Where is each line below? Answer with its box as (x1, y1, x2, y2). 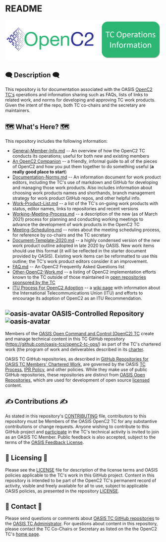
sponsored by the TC (12, 280, 55, 286)
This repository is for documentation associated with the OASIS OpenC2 (5, 86, 153, 92)
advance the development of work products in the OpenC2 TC (12, 222, 140, 228)
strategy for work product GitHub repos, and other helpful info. (12, 195, 141, 201)
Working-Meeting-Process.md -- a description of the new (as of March (12, 211, 158, 217)
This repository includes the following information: (5, 138, 108, 144)
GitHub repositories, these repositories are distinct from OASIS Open (5, 371, 145, 377)
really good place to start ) (12, 169, 67, 175)
